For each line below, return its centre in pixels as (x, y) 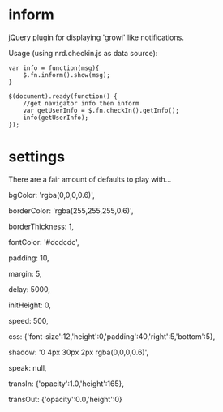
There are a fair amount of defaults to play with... (90, 179)
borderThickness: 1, (41, 226)
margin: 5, (25, 273)
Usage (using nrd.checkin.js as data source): (83, 53)
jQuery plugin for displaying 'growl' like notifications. (96, 37)
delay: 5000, (30, 289)
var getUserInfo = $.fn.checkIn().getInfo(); (101, 110)
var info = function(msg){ (54, 68)
